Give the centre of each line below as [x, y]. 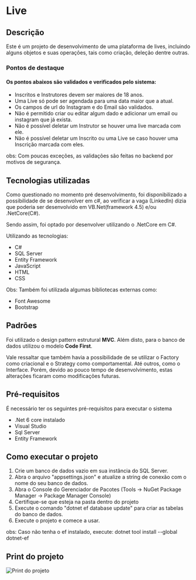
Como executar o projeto [52, 457]
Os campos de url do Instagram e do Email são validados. [84, 107]
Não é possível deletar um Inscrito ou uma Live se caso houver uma [96, 138]
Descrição [25, 32]
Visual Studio [30, 426]
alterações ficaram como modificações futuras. [63, 376]
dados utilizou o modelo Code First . [49, 346]
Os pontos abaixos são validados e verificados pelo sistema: [81, 82]
